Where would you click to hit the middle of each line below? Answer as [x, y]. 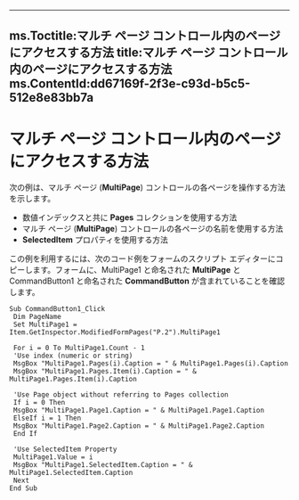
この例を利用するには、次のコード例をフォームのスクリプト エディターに [142, 258]
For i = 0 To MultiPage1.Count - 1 [79, 348]
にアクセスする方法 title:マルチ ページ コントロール [149, 53]
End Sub [24, 488]
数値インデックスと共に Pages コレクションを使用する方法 [129, 217]
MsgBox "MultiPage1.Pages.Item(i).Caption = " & [105, 372]
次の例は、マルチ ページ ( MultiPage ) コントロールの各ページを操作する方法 [148, 187]
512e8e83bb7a [52, 98]
